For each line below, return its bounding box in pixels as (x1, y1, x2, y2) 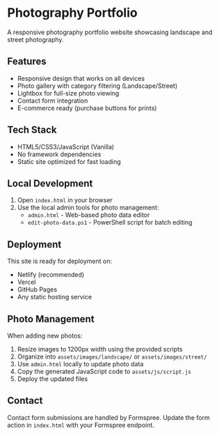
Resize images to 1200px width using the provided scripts (17, 345, 183, 353)
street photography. (7, 35, 64, 43)
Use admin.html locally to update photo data (17, 360, 144, 368)
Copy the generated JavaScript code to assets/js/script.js (17, 368, 191, 375)
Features (7, 56, 47, 68)
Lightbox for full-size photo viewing (17, 89, 120, 97)
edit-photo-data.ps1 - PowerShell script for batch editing (27, 218, 193, 227)
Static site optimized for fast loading (17, 157, 122, 165)
